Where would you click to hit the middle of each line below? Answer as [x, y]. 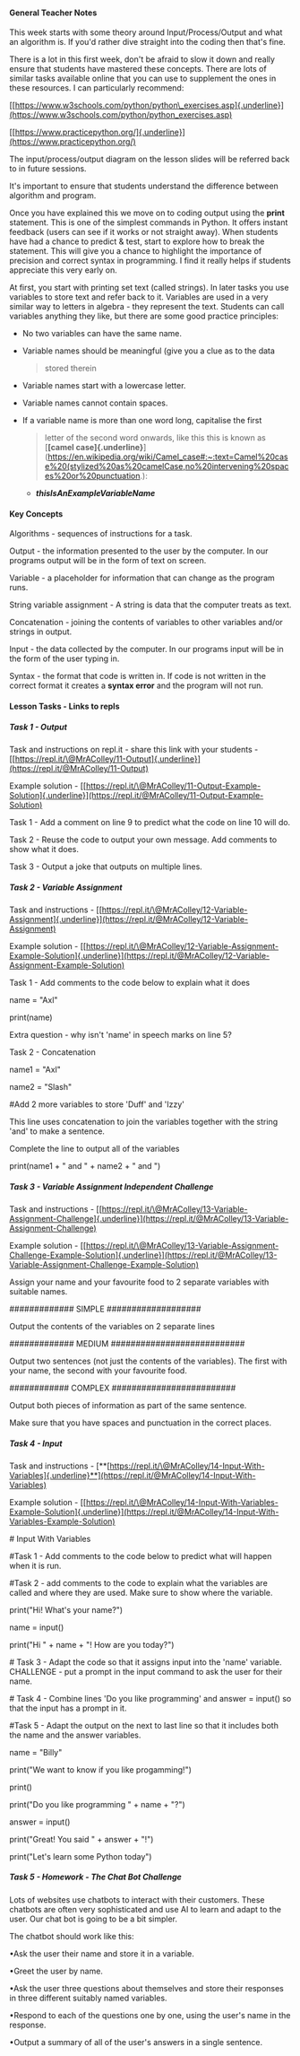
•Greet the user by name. [56, 1971]
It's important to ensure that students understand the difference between [144, 186]
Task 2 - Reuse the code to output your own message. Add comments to [143, 840]
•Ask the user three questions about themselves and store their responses [146, 1988]
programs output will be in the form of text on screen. [108, 561]
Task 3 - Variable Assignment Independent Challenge [111, 1186]
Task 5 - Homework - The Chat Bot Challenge [95, 1877]
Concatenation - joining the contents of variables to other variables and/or [146, 623]
